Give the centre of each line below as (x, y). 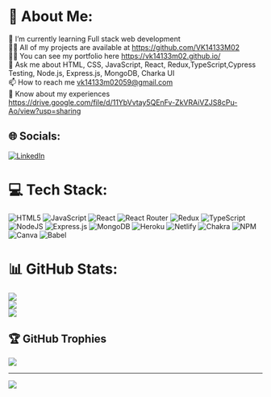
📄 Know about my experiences (59, 94)
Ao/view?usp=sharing (45, 111)
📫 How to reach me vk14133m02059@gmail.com (91, 82)
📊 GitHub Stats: (63, 269)
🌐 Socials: (35, 136)
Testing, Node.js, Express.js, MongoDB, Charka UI (92, 73)
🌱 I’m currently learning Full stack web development (95, 39)
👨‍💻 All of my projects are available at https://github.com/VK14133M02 (124, 47)
